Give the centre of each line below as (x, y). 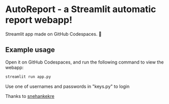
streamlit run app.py (28, 77)
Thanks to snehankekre (30, 96)
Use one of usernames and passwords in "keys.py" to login (67, 86)
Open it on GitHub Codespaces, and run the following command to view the (84, 62)
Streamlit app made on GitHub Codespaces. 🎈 (53, 34)
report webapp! (39, 20)
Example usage (30, 50)
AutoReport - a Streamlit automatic (81, 9)
